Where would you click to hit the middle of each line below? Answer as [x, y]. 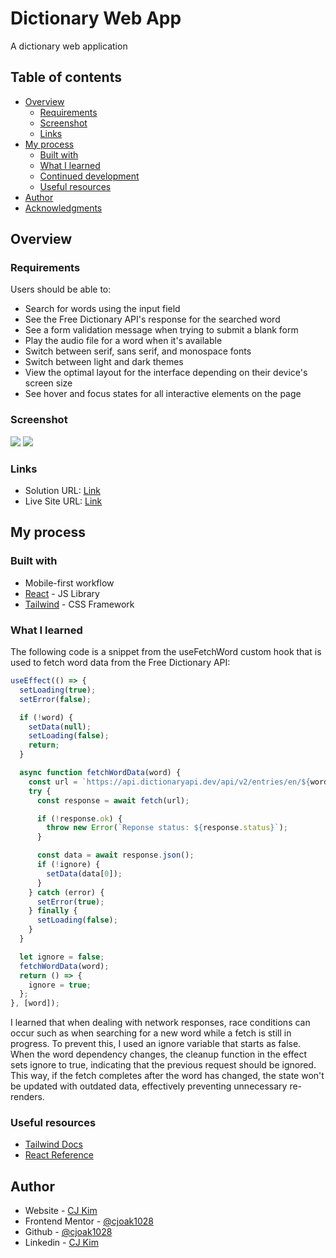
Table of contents [66, 77]
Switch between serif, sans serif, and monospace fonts [138, 351]
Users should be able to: [61, 289]
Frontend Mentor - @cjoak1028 [89, 1221]
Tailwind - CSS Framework [79, 604]
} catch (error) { [66, 892]
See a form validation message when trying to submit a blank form [161, 330]
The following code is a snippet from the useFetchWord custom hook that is [166, 652]
